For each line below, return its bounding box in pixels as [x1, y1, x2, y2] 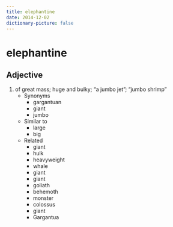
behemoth [32, 188, 59, 196]
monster [32, 194, 54, 202]
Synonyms [23, 92, 50, 99]
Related [23, 137, 43, 145]
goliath [32, 182, 50, 189]
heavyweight [32, 156, 65, 163]
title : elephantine [6, 8, 55, 15]
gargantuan [32, 99, 62, 106]
